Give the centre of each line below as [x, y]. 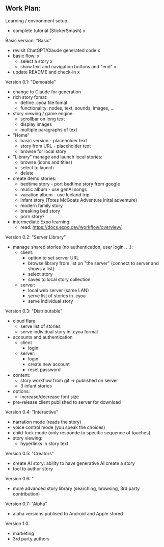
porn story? [32, 216]
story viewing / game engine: [43, 113]
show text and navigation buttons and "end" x [68, 66]
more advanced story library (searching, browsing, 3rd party [76, 488]
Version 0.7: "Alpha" [26, 504]
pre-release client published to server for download [67, 402]
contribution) [26, 493]
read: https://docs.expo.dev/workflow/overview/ [71, 227]
